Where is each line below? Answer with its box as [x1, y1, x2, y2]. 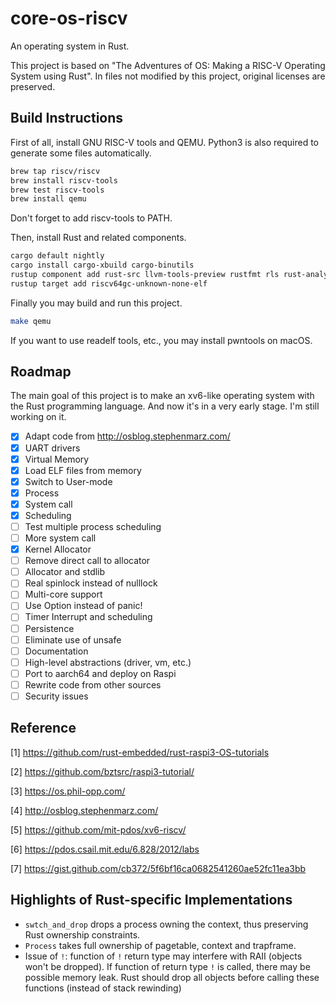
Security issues [24, 690, 89, 702]
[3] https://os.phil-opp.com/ [10, 785, 126, 797]
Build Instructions [10, 110, 124, 127]
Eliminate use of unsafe [24, 633, 122, 646]
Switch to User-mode [24, 475, 113, 487]
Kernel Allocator [24, 543, 92, 556]
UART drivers [24, 442, 81, 454]
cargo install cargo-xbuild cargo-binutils [10, 260, 195, 271]
